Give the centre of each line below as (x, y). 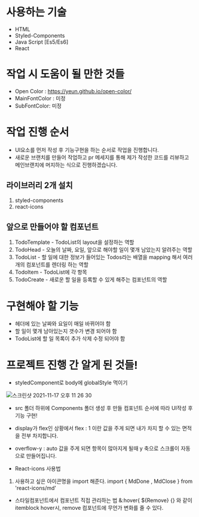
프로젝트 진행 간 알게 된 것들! (72, 365)
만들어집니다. (41, 456)
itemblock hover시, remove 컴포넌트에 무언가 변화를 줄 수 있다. (89, 508)
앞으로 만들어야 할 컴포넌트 (52, 227)
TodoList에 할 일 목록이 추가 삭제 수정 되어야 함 (70, 339)
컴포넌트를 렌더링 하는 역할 (57, 265)
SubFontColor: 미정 (38, 106)
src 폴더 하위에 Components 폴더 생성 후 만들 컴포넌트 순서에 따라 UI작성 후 (104, 408)
